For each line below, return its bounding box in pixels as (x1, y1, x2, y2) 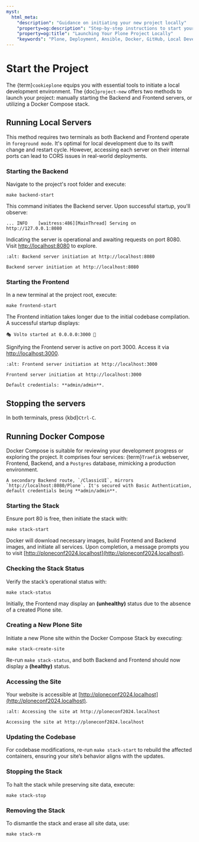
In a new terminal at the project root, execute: (6, 292, 117, 299)
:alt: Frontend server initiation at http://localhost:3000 (6, 362, 158, 368)
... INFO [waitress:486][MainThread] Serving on (6, 220, 136, 226)
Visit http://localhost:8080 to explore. (6, 242, 98, 249)
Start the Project (6, 62, 89, 75)
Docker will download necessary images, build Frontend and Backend (6, 537, 176, 544)
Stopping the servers (6, 398, 86, 409)
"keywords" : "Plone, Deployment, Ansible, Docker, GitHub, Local (17, 36, 182, 42)
